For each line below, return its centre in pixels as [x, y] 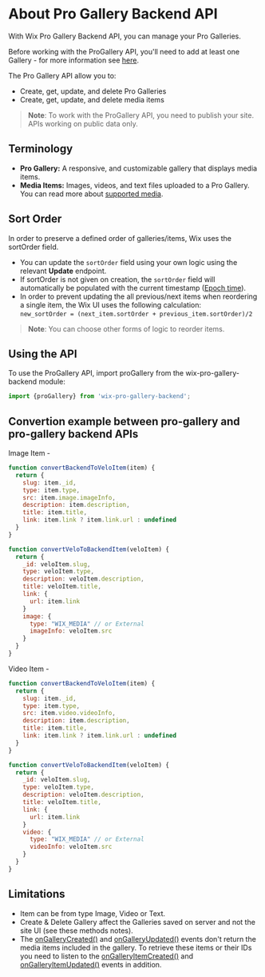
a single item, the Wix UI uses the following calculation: [111, 304]
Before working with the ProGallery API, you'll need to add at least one [124, 51]
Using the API [43, 354]
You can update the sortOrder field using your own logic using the [129, 262]
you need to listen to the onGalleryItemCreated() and [107, 956]
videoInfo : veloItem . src [71, 847]
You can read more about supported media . [91, 194]
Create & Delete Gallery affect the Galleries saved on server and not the [137, 922]
